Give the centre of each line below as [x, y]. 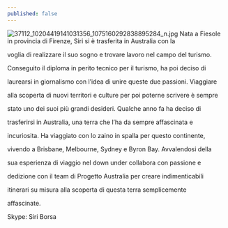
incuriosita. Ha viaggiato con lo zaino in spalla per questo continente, [106, 135]
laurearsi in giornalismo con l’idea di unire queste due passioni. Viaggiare [112, 82]
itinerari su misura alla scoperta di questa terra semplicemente [97, 190]
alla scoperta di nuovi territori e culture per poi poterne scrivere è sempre [113, 95]
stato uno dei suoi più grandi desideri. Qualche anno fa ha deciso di [104, 108]
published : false [32, 14]
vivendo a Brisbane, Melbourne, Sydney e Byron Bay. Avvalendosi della [109, 149]
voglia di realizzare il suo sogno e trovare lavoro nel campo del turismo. [109, 54]
